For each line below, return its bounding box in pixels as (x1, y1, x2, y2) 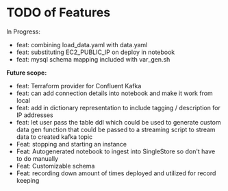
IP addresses (16, 111, 53, 119)
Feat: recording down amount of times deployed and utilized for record (16, 169, 216, 177)
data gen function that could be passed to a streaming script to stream (16, 125, 216, 133)
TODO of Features (6, 5, 111, 21)
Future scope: (6, 68, 47, 77)
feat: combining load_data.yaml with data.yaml (16, 40, 148, 49)
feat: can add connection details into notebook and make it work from (16, 89, 213, 97)
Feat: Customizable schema (16, 162, 95, 170)
